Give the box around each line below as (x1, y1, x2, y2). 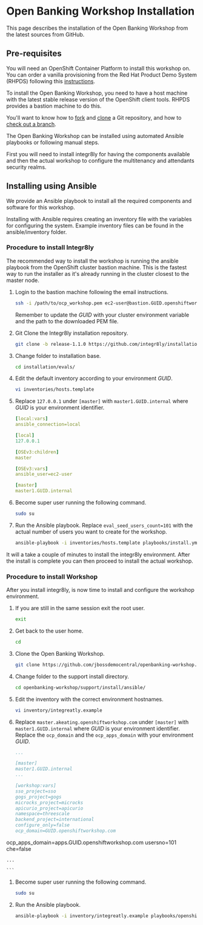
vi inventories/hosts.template (15, 387, 95, 393)
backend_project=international (15, 816, 95, 823)
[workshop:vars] (15, 783, 56, 789)
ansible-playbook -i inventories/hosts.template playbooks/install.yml (15, 540, 200, 546)
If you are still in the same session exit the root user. (15, 605, 145, 612)
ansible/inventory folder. (6, 228, 67, 235)
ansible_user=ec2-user (15, 471, 73, 478)
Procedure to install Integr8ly (6, 243, 94, 252)
